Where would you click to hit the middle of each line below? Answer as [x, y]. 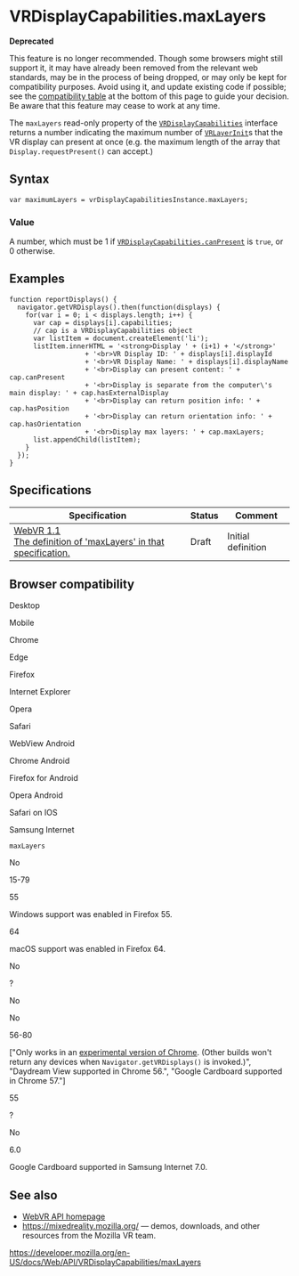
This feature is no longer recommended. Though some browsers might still [146, 58]
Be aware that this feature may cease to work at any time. [115, 105]
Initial [238, 536]
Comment [256, 516]
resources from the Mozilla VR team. [89, 1236]
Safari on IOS [33, 813]
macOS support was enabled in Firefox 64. [88, 949]
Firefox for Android [44, 778]
